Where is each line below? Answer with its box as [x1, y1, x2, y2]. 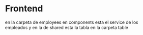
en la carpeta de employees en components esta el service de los [5, 19, 139, 25]
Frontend [5, 3, 43, 14]
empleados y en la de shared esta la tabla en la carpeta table [5, 24, 129, 30]
